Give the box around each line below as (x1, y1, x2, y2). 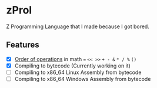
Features (6, 40, 39, 50)
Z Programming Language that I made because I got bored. (6, 23, 150, 30)
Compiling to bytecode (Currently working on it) (14, 62, 131, 69)
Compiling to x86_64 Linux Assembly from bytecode (14, 69, 142, 76)
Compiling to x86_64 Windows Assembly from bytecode (14, 75, 151, 82)
